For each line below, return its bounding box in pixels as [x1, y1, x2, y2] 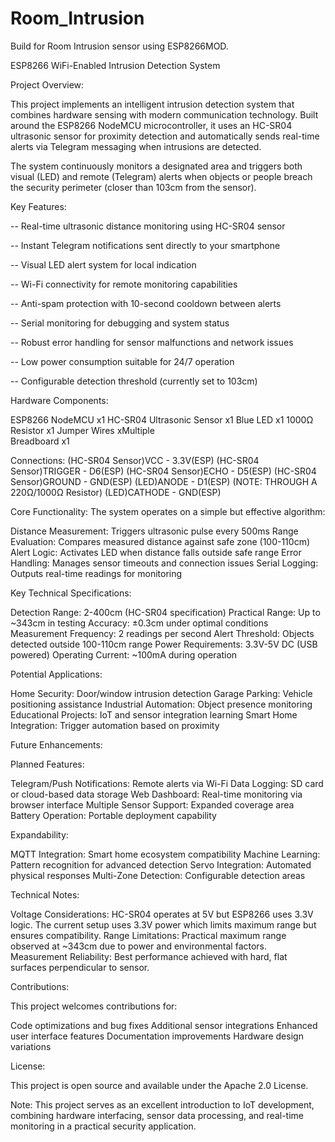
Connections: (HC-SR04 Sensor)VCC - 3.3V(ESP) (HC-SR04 [10, 454, 260, 466]
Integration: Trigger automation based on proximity [10, 719, 220, 731]
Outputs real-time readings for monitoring [10, 567, 183, 579]
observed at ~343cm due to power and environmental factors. [10, 940, 268, 952]
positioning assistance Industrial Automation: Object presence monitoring [10, 698, 313, 710]
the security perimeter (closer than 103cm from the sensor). [10, 181, 257, 193]
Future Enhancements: [10, 738, 103, 751]
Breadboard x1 [10, 435, 70, 447]
